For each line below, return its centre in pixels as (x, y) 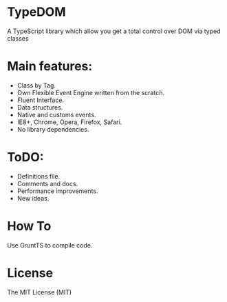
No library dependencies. (53, 129)
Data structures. (40, 107)
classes (18, 38)
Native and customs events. (56, 114)
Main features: (50, 67)
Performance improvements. (57, 191)
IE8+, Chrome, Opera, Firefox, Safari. (69, 122)
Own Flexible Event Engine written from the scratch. (91, 92)
